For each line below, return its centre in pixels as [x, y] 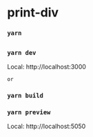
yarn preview [29, 112]
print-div [33, 13]
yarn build [25, 95]
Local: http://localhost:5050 [46, 126]
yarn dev [22, 52]
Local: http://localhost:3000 [46, 66]
